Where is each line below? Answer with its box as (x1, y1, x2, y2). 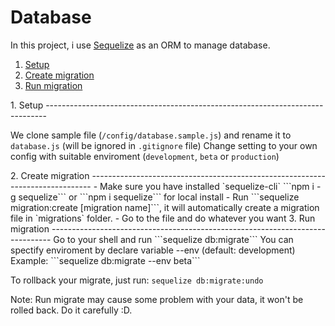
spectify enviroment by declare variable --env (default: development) (10, 244, 296, 256)
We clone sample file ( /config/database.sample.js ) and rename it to (10, 129, 292, 141)
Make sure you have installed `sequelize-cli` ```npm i (99, 180, 315, 192)
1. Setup (10, 99, 44, 111)
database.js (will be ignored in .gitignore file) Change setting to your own (10, 139, 318, 151)
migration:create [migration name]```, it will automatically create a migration (10, 201, 320, 213)
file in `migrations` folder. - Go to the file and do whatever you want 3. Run (10, 212, 316, 224)
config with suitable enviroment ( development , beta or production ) (10, 150, 280, 162)
